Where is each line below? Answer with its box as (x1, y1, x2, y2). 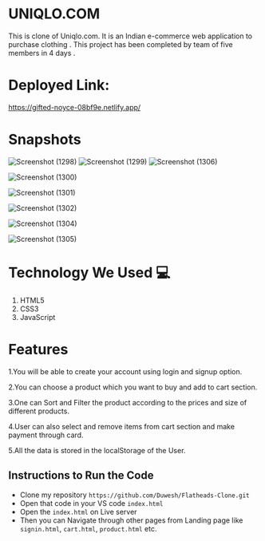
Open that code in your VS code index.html (19, 498, 164, 507)
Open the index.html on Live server (19, 507, 137, 516)
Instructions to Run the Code (8, 468, 154, 483)
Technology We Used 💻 (8, 264, 171, 282)
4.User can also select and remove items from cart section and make (8, 421, 235, 431)
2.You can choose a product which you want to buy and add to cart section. (8, 382, 258, 392)
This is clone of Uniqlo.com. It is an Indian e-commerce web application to (8, 31, 253, 41)
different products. (8, 406, 70, 416)
